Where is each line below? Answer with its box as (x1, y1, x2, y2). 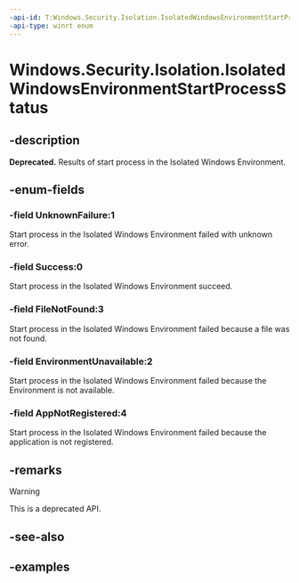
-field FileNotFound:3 (9, 304, 104, 316)
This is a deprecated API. (9, 504, 101, 514)
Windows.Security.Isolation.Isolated (9, 60, 287, 80)
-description (9, 133, 80, 148)
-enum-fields (9, 182, 85, 197)
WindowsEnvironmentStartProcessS (9, 78, 287, 99)
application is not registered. (9, 437, 114, 448)
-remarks (9, 462, 62, 477)
